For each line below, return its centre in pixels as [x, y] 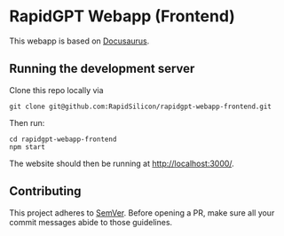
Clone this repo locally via [56, 90]
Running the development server [102, 69]
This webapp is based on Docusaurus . [79, 41]
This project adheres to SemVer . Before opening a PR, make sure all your [142, 212]
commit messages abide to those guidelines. [91, 222]
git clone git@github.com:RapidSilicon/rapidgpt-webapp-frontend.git [141, 106]
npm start [28, 147]
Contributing [45, 191]
